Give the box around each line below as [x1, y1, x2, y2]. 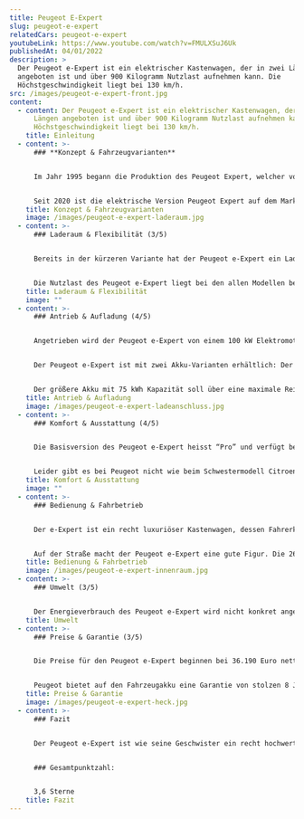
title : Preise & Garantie [25, 690, 124, 699]
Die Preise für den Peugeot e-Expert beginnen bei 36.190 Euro [33, 657, 278, 666]
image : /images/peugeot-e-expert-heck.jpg [25, 698, 188, 707]
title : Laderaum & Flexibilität [25, 287, 147, 296]
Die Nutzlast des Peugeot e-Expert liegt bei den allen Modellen [33, 278, 285, 288]
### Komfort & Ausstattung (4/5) [33, 418, 160, 428]
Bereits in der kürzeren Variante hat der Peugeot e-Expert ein [33, 254, 281, 263]
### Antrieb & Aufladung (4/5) [33, 312, 152, 321]
